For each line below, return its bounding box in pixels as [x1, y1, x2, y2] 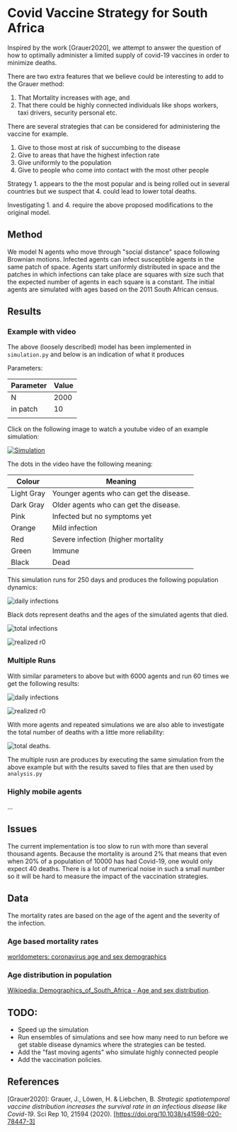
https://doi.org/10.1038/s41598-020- [115, 1109, 222, 1118]
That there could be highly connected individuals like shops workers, [17, 100, 219, 109]
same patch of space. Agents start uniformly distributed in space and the [7, 262, 221, 271]
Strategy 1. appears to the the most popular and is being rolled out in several [7, 179, 230, 188]
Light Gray [11, 489, 46, 498]
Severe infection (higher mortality [52, 535, 164, 544]
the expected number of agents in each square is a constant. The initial [7, 277, 215, 286]
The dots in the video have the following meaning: [7, 460, 154, 468]
